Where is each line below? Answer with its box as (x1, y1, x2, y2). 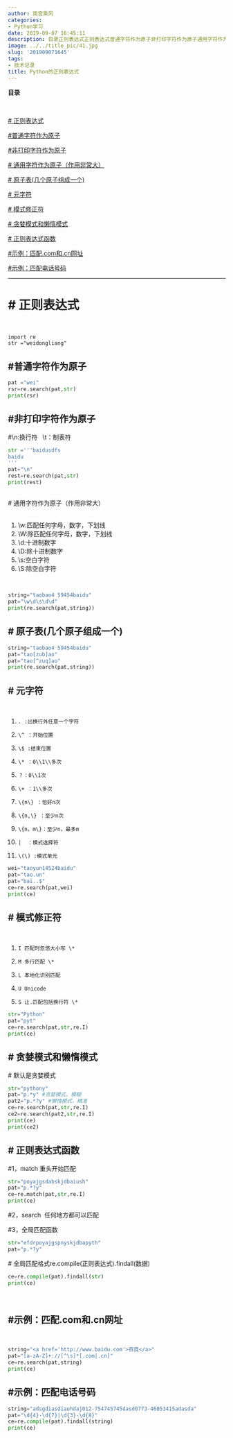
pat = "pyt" (8, 1018, 37, 1025)
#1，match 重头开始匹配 (8, 1164, 77, 1172)
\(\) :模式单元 (17, 853, 58, 860)
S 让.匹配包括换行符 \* (17, 999, 78, 1006)
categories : (8, 17, 42, 24)
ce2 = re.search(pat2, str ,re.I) (8, 1111, 95, 1118)
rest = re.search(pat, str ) (8, 472, 80, 479)
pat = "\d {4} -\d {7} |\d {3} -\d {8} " (8, 1412, 98, 1419)
